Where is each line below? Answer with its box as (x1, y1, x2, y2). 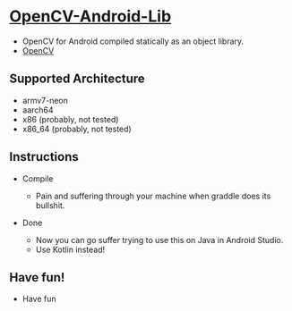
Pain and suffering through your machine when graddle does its (35, 190, 271, 201)
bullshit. (35, 199, 65, 211)
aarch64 (21, 105, 54, 115)
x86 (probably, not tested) (21, 113, 119, 124)
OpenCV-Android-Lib (9, 6, 172, 27)
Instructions (9, 149, 79, 164)
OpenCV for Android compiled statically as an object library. (21, 36, 245, 46)
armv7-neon (21, 95, 69, 105)
